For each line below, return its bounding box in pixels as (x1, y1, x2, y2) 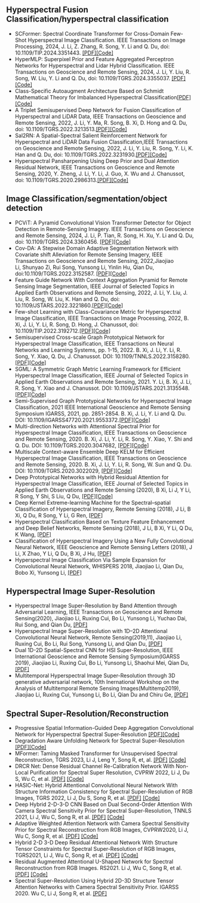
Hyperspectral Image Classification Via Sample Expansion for (14, 556, 166, 563)
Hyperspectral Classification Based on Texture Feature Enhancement (14, 518, 185, 525)
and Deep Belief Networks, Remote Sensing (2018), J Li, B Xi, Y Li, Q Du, (14, 524, 193, 532)
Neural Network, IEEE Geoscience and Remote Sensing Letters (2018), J (14, 543, 193, 550)
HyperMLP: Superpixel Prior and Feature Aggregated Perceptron (14, 55, 174, 62)
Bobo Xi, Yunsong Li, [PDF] (14, 569, 82, 576)
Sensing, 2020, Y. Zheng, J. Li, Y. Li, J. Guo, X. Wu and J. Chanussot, (14, 170, 185, 177)
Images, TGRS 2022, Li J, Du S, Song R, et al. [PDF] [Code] (14, 795, 160, 802)
